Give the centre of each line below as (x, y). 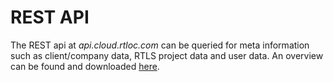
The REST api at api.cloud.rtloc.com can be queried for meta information (160, 45)
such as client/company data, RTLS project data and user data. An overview (167, 55)
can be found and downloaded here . (85, 66)
